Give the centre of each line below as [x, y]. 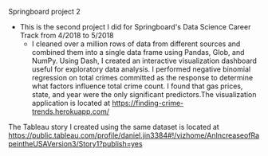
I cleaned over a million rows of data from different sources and [136, 44]
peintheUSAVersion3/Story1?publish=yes [75, 144]
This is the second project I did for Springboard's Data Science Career [135, 27]
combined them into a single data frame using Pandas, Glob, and [138, 52]
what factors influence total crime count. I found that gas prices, [137, 86]
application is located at [71, 103]
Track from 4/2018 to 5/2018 [67, 35]
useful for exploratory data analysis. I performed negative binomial [141, 69]
